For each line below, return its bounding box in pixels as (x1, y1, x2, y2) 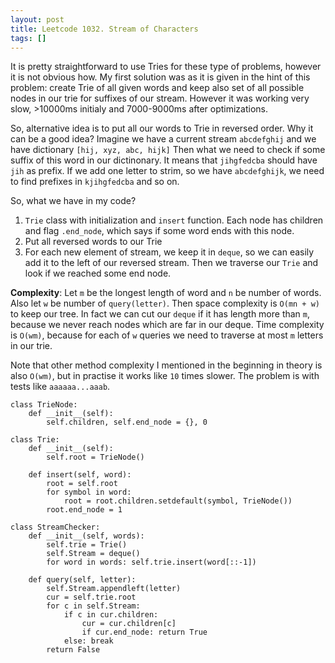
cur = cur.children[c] (81, 619, 177, 629)
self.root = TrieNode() (46, 452, 145, 463)
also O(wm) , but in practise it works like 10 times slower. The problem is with (10, 370, 320, 382)
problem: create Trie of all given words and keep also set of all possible (10, 82, 305, 94)
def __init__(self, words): (28, 531, 145, 541)
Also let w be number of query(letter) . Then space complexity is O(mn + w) (10, 297, 321, 310)
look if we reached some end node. (24, 267, 172, 280)
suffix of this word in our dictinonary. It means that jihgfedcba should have (10, 154, 318, 166)
